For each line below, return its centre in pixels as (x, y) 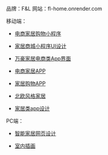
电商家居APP (30, 71)
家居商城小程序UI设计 (40, 46)
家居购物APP (30, 83)
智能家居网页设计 (35, 133)
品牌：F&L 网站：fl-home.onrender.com (54, 9)
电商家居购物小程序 (38, 33)
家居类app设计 (32, 108)
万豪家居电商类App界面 (43, 58)
